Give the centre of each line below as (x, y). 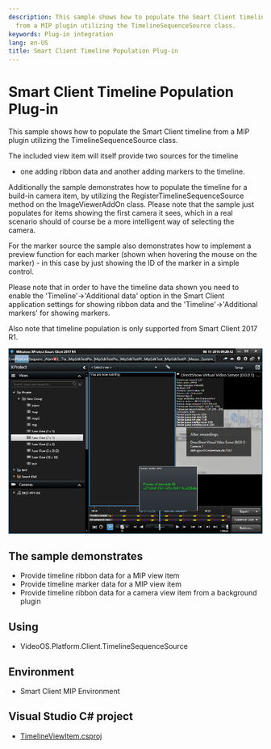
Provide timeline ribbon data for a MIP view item (100, 576)
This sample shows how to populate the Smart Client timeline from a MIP (129, 132)
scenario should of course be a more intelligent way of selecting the (121, 221)
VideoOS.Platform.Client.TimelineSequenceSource (104, 646)
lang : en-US (28, 43)
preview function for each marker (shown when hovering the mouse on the (133, 255)
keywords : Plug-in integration (61, 34)
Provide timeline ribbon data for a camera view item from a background (138, 593)
